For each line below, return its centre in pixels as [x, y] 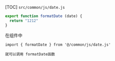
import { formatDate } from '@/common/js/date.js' [58, 45]
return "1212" [24, 21]
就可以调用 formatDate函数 [30, 54]
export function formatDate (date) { [44, 16]
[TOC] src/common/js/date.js [35, 7]
